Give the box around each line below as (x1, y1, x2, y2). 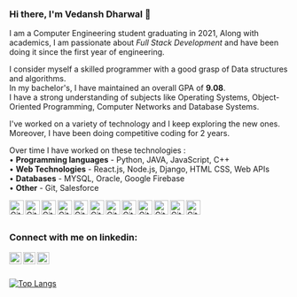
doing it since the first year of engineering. (9, 47, 166, 57)
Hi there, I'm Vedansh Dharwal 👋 (9, 8, 152, 20)
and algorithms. (9, 73, 66, 84)
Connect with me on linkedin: (9, 232, 138, 244)
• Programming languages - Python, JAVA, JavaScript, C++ (9, 155, 231, 165)
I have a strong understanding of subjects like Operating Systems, (9, 92, 250, 103)
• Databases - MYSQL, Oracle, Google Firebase (9, 173, 185, 184)
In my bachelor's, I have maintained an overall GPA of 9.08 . (9, 83, 226, 94)
